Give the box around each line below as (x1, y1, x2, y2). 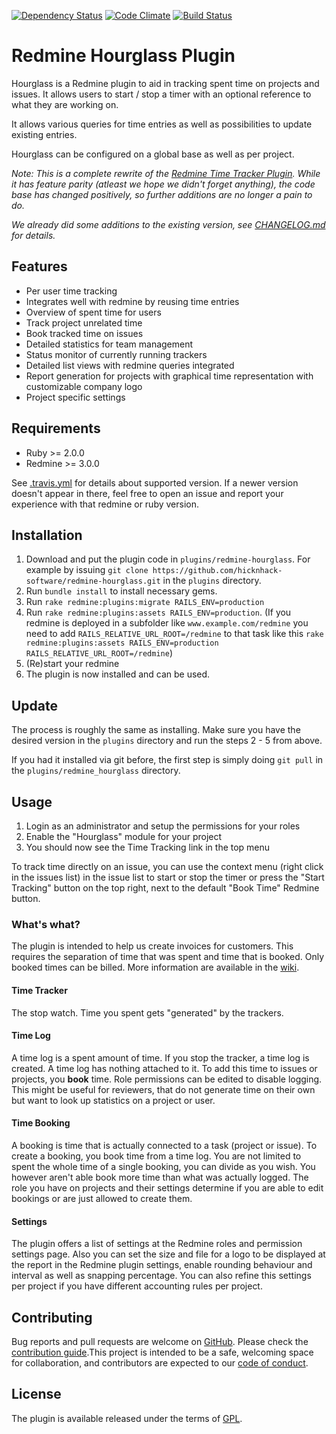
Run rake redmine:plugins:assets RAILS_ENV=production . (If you (25, 606, 292, 619)
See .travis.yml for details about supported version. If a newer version (11, 476, 299, 489)
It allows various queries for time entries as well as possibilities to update (11, 118, 313, 130)
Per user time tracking (25, 285, 118, 297)
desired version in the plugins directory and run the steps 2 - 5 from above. (11, 735, 323, 747)
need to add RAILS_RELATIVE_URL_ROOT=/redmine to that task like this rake (25, 628, 324, 640)
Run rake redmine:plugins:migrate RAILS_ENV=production (25, 596, 265, 608)
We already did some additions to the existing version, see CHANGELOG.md (11, 218, 326, 230)
